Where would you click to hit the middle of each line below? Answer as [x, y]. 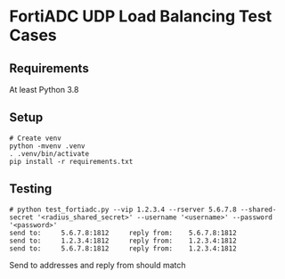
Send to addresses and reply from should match [98, 265]
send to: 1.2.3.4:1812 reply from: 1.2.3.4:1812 [123, 241]
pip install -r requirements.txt [71, 161]
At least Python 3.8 [44, 90]
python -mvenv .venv [48, 146]
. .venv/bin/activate [49, 153]
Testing [31, 189]
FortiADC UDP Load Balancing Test [141, 16]
